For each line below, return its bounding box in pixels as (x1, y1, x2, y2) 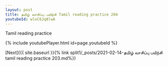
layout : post (5, 7, 33, 12)
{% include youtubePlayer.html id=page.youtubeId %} (5, 40, 118, 46)
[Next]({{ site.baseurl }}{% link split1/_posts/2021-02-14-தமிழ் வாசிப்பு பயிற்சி (5, 49, 163, 55)
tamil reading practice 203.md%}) (5, 55, 76, 61)
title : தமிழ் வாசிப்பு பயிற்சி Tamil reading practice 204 (5, 12, 118, 17)
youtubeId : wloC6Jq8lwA (5, 16, 56, 21)
